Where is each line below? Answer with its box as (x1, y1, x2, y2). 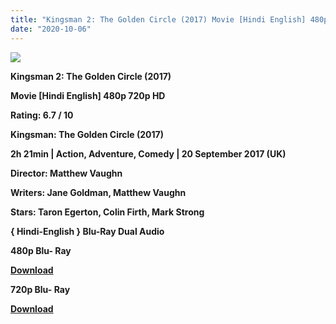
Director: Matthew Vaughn (10, 167, 123, 179)
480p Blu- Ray (10, 244, 72, 256)
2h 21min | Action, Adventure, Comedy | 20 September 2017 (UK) (10, 147, 287, 160)
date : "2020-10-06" (10, 24, 92, 34)
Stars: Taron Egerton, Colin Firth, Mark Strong (10, 206, 205, 218)
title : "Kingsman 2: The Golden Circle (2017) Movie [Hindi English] (10, 14, 307, 25)
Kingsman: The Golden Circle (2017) (10, 128, 164, 140)
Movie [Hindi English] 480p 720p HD (10, 89, 166, 101)
